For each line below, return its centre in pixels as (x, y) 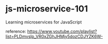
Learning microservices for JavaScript (44, 22)
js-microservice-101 (47, 9)
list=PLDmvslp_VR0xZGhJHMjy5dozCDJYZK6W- (54, 36)
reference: (16, 31)
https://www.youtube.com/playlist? (62, 31)
